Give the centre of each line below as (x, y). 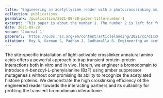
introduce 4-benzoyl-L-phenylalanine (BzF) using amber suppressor (73, 70)
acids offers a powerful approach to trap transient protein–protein (70, 60)
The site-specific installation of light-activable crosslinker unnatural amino (79, 55)
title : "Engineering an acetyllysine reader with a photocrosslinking (78, 9)
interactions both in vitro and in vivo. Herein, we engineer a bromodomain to (81, 65)
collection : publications (31, 14)
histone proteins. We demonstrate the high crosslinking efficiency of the (77, 80)
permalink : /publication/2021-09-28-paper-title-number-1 (65, 18)
